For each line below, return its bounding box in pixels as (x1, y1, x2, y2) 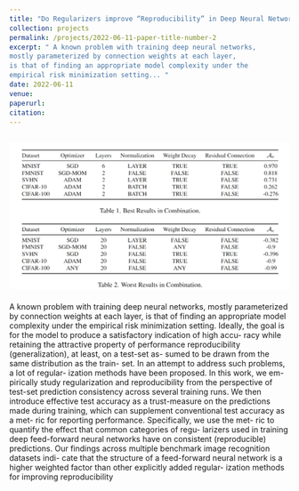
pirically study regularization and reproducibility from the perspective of (9, 376, 273, 387)
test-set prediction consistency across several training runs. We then (9, 386, 263, 397)
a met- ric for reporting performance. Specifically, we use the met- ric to (9, 415, 275, 425)
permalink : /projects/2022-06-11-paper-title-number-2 (9, 33, 217, 42)
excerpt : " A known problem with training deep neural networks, (9, 43, 256, 52)
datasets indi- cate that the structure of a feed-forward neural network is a (9, 452, 283, 463)
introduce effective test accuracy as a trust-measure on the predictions (9, 396, 271, 406)
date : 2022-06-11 (9, 80, 74, 89)
